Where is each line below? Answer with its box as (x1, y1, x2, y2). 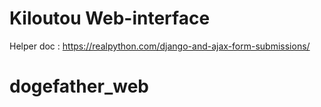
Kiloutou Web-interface (9, 7, 211, 30)
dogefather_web (9, 75, 149, 98)
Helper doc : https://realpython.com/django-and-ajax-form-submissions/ (9, 40, 311, 52)
